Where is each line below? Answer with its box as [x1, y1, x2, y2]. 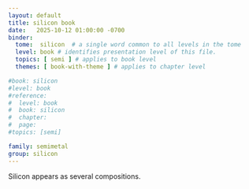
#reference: [8, 91, 47, 99]
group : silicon [8, 150, 58, 157]
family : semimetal [8, 143, 69, 150]
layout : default [8, 11, 61, 20]
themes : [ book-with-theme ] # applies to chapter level [15, 63, 206, 71]
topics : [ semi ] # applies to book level [15, 56, 157, 64]
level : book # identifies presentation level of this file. [15, 48, 217, 56]
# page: [8, 121, 37, 129]
